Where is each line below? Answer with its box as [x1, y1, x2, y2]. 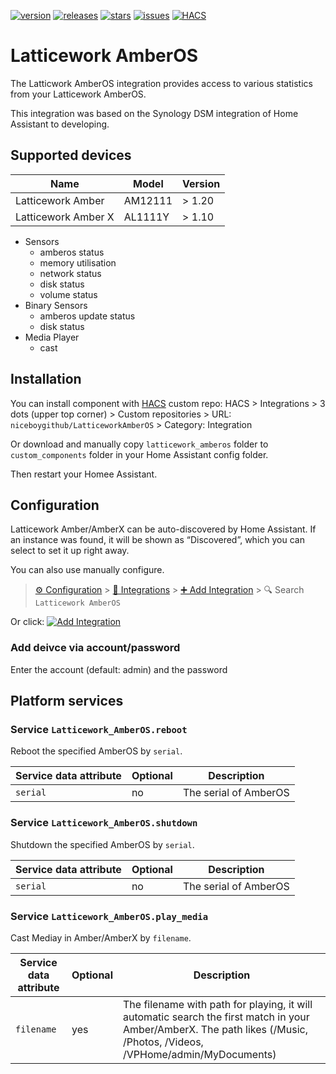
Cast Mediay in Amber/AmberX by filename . [10, 931, 192, 944]
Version [182, 176, 221, 190]
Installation [10, 371, 82, 388]
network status [39, 267, 102, 279]
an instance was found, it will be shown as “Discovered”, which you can [10, 534, 305, 546]
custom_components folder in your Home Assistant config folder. [10, 448, 269, 460]
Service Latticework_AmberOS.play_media [10, 909, 209, 923]
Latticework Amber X [15, 210, 115, 224]
